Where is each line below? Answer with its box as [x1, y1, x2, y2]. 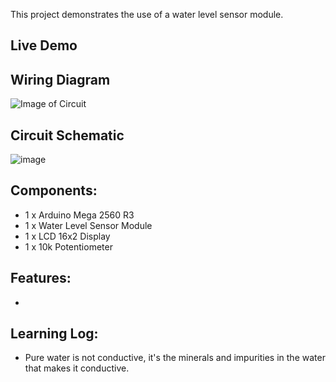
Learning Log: [10, 325, 99, 343]
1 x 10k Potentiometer [24, 240, 113, 253]
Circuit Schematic [10, 127, 125, 144]
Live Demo [10, 37, 78, 54]
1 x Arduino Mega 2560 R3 [24, 209, 135, 221]
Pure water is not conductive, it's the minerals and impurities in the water [24, 352, 326, 364]
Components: [10, 182, 98, 199]
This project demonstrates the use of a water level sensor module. [10, 9, 284, 20]
